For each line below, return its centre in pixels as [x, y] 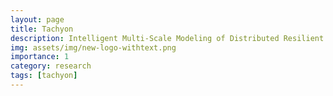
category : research [51, 66]
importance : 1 [40, 57]
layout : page [37, 19]
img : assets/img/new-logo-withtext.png [93, 47]
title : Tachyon [42, 29]
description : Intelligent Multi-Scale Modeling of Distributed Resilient [167, 38]
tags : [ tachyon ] [44, 76]
